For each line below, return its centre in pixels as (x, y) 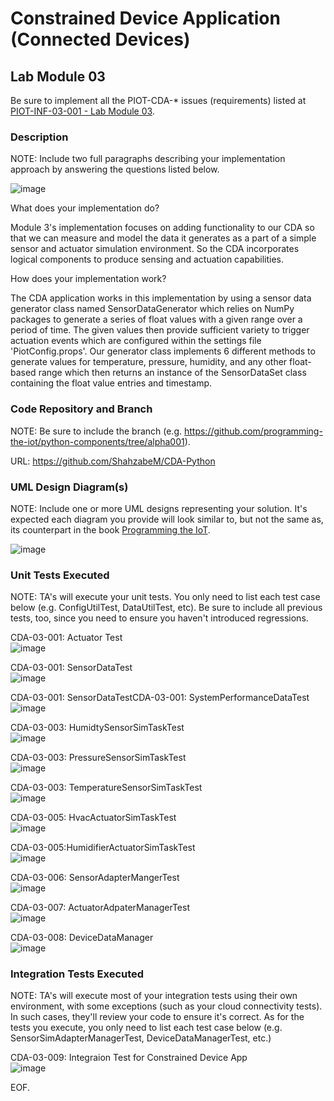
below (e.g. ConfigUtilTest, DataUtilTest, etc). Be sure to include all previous (166, 608)
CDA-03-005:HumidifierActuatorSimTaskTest (103, 848)
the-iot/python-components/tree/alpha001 (97, 441)
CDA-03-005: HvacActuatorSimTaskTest (93, 818)
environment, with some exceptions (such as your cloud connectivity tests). (166, 1006)
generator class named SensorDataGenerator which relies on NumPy (152, 309)
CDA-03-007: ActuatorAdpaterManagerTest (100, 908)
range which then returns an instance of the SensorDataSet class (172, 373)
